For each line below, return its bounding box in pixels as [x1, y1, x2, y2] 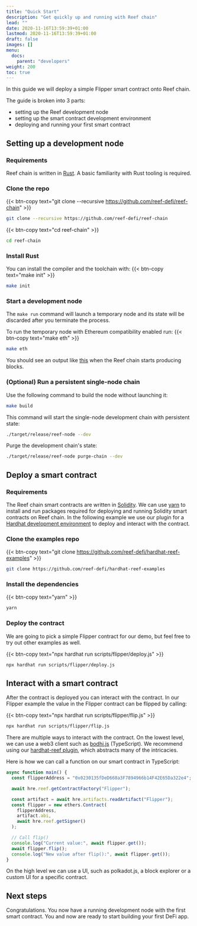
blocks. [6, 363, 24, 371]
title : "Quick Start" [6, 8, 60, 15]
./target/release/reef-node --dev [6, 431, 92, 438]
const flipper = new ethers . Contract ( [11, 802, 108, 808]
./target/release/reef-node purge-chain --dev [6, 454, 123, 459]
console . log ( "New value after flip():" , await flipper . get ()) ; [11, 851, 170, 857]
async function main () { [6, 769, 67, 775]
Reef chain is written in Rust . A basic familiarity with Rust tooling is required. [6, 170, 192, 177]
